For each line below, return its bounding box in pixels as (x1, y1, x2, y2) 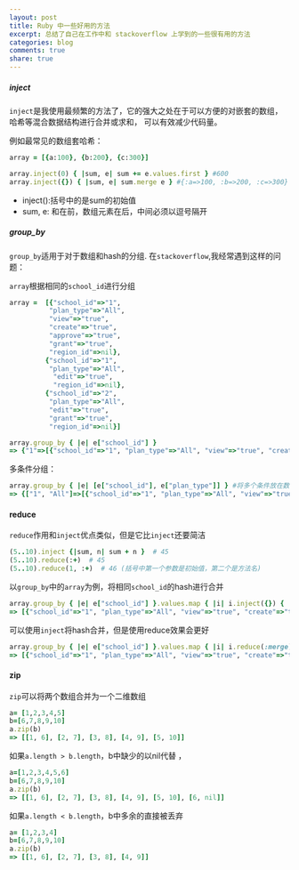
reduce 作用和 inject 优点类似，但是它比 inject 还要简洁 (9, 530, 206, 541)
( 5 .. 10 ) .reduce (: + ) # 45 (9, 556, 105, 565)
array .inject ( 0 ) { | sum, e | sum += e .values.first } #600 (9, 169, 229, 178)
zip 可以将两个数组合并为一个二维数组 (9, 690, 147, 701)
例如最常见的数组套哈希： (9, 135, 103, 146)
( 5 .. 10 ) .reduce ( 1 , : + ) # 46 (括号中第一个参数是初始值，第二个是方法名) (9, 564, 262, 574)
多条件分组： (9, 463, 56, 474)
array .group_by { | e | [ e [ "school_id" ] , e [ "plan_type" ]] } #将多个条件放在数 (9, 481, 290, 490)
